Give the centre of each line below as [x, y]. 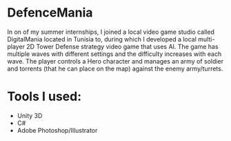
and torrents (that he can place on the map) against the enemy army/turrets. [115, 68]
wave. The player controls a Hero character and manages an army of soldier [115, 61]
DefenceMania [50, 13]
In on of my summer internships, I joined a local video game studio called [111, 32]
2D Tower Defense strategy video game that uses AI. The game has [122, 46]
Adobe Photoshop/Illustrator [57, 130]
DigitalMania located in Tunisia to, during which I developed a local [102, 39]
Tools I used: [44, 96]
